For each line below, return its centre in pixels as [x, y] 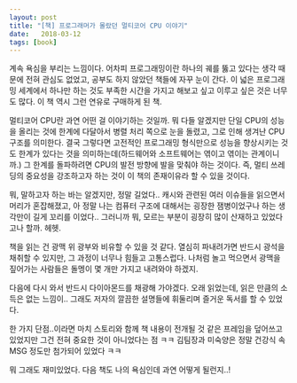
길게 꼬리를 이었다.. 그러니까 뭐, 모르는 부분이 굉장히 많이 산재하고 [146, 217]
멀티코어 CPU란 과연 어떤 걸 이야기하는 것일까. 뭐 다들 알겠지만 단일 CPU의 [139, 121]
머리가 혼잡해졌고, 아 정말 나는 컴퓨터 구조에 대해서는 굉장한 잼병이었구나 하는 [143, 206]
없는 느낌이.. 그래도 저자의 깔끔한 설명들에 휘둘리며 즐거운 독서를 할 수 [146, 299]
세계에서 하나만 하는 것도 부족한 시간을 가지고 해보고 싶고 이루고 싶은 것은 [145, 90]
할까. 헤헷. [43, 228]
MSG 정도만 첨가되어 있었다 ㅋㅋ [66, 351]
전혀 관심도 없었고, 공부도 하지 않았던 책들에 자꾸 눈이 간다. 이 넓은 [140, 80]
